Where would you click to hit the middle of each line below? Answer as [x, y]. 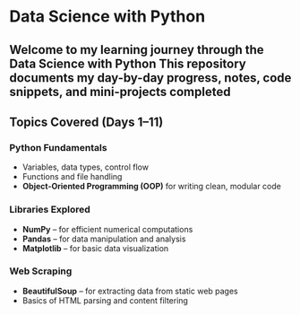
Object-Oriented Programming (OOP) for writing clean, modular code [152, 187]
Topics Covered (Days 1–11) [86, 122]
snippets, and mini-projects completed [120, 92]
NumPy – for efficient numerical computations [107, 229]
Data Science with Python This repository [128, 63]
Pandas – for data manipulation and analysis [104, 239]
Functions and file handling [72, 177]
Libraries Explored [50, 210]
